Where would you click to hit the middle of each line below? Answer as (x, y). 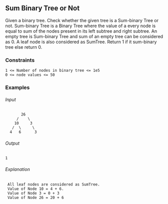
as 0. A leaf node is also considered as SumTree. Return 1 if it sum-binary (81, 42)
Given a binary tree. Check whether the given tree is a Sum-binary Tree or (82, 20)
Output (13, 143)
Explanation (18, 169)
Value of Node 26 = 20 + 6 (36, 197)
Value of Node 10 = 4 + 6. (36, 189)
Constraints (20, 60)
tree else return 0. (24, 47)
